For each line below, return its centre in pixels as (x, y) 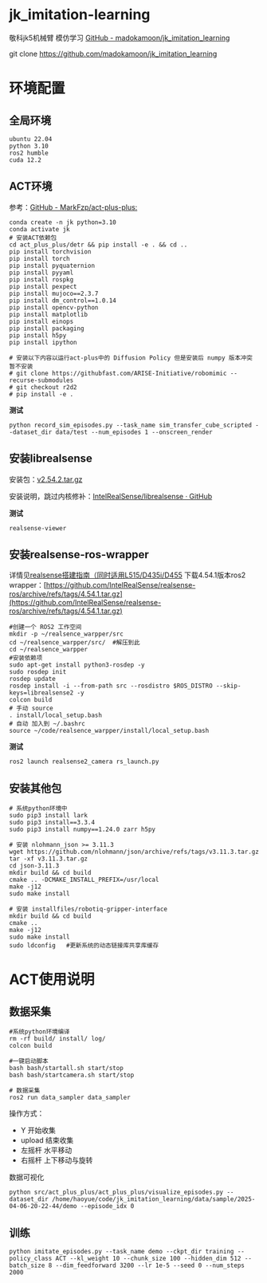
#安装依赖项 (26, 658)
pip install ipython (43, 342)
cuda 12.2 (26, 160)
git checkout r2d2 (47, 387)
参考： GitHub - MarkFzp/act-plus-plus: (73, 207)
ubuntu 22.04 (31, 139)
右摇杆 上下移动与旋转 (57, 1160)
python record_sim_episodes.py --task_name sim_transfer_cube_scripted (130, 425)
